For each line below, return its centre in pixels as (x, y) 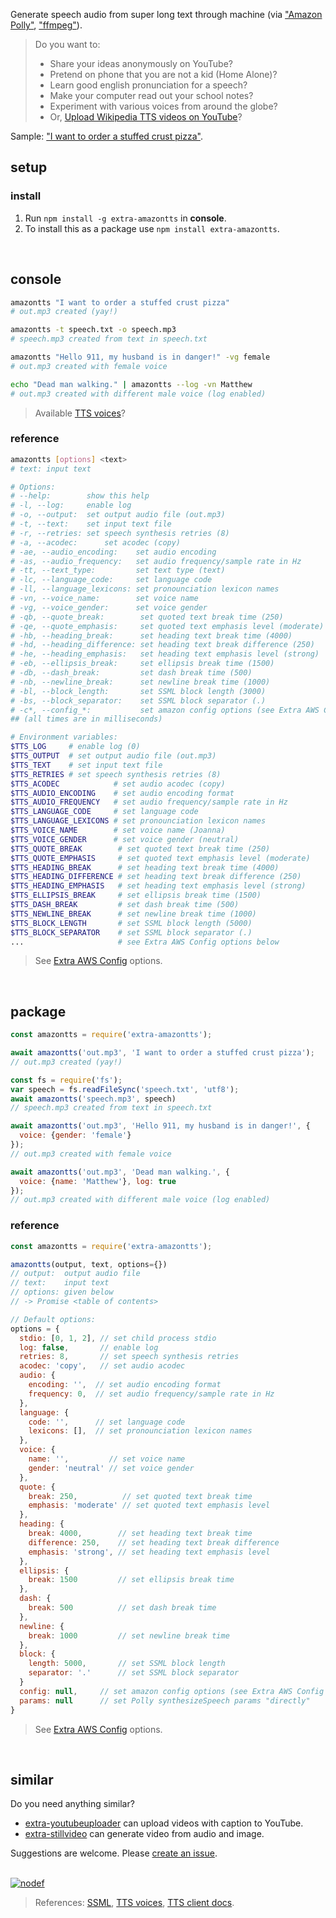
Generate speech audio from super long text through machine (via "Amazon (166, 14)
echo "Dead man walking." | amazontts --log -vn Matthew (131, 384)
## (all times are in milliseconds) (86, 719)
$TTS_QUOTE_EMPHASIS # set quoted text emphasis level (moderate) (160, 858)
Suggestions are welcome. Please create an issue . (114, 1853)
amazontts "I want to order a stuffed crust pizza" (120, 302)
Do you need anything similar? (72, 1804)
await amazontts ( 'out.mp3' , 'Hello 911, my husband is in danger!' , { (160, 1126)
